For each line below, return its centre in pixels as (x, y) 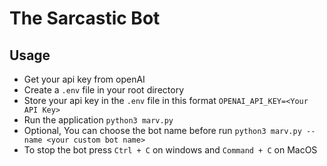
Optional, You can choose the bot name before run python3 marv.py (162, 130)
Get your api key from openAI (84, 79)
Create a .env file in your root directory (103, 90)
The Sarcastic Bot (85, 18)
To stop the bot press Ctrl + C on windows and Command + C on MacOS (170, 150)
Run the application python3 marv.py (98, 120)
